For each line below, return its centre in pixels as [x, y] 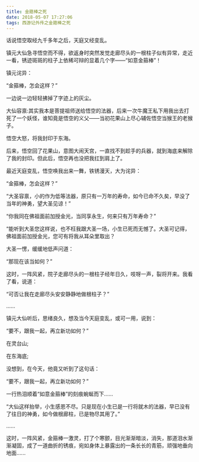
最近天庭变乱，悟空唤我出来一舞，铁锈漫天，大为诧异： [73, 171]
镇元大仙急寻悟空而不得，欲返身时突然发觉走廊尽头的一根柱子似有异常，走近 [99, 53]
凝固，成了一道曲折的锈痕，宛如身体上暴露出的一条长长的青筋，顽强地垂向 [102, 445]
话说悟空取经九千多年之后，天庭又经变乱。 [58, 40]
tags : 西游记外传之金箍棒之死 [38, 23]
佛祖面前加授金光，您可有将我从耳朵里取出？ [61, 236]
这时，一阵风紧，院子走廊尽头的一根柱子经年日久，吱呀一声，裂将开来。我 [97, 274]
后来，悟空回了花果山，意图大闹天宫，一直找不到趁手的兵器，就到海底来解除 [99, 151]
